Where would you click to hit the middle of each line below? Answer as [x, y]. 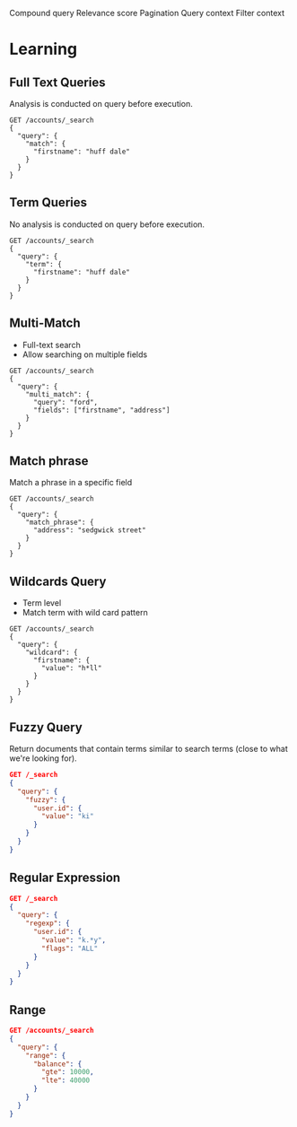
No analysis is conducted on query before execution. [107, 224]
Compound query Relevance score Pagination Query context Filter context [147, 13]
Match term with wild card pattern [85, 613]
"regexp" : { [48, 923]
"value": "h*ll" [72, 668]
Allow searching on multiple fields [85, 354]
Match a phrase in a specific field [71, 483]
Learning [44, 49]
